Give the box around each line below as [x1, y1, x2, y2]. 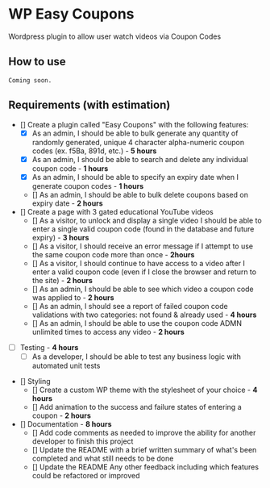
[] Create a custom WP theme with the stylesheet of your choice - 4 [31, 385, 258, 394]
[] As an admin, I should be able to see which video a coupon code [31, 284, 254, 294]
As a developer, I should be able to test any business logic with [31, 352, 242, 361]
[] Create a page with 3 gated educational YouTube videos [19, 206, 214, 216]
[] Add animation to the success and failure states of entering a [31, 402, 242, 411]
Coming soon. [8, 76, 52, 85]
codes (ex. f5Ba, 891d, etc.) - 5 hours [31, 146, 157, 156]
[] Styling [19, 376, 51, 386]
